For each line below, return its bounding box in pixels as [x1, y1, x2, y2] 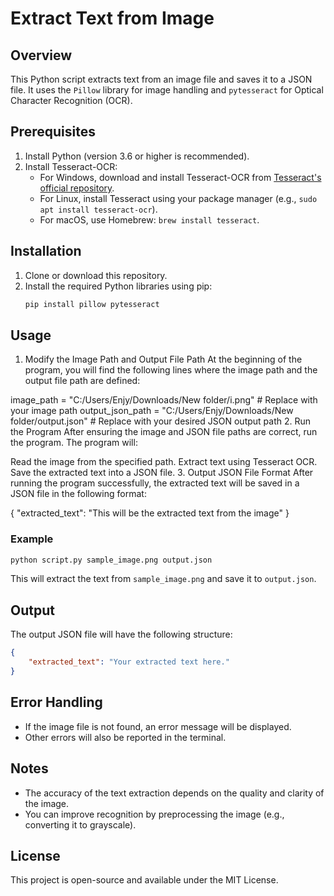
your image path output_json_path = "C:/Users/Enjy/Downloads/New [10, 405, 294, 417]
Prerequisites [10, 123, 96, 141]
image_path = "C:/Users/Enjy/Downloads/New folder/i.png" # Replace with [10, 394, 318, 406]
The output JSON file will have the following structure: [10, 628, 233, 641]
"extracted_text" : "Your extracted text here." [28, 657, 230, 667]
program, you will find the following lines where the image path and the [24, 364, 318, 376]
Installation [10, 243, 82, 260]
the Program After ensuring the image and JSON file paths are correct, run [10, 426, 318, 438]
